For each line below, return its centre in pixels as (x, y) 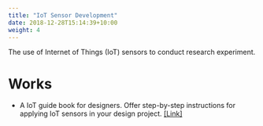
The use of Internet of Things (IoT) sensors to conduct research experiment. (132, 52)
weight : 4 (24, 30)
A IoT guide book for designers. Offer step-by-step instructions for (128, 106)
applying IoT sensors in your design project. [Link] (101, 113)
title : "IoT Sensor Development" (63, 15)
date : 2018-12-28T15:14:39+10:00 (63, 23)
